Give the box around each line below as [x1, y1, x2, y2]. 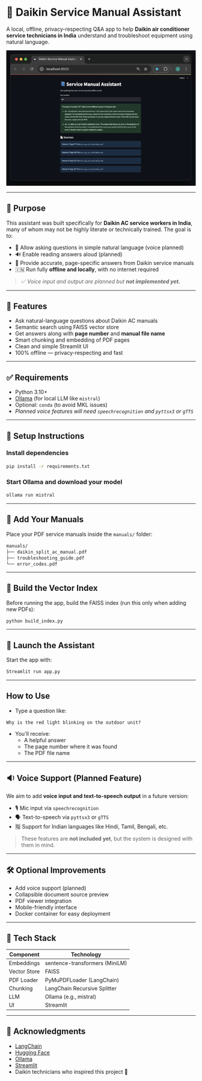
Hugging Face [14, 1048, 50, 1056]
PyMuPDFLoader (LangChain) [44, 976, 119, 983]
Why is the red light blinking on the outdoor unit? [6, 719, 141, 725]
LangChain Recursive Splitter [44, 984, 117, 992]
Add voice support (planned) [14, 884, 87, 891]
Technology [70, 951, 102, 958]
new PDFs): [6, 605, 35, 613]
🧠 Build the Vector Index [6, 583, 98, 593]
